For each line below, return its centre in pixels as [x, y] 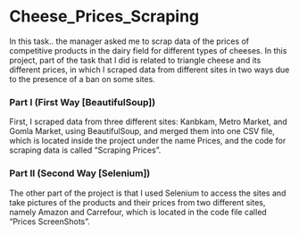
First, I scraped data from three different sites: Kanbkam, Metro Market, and [148, 121]
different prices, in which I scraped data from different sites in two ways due [149, 70]
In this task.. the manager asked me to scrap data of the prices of [129, 41]
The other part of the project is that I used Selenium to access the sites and [148, 193]
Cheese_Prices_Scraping [104, 17]
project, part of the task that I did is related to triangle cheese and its [135, 60]
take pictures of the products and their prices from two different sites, [137, 202]
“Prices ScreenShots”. [50, 221]
